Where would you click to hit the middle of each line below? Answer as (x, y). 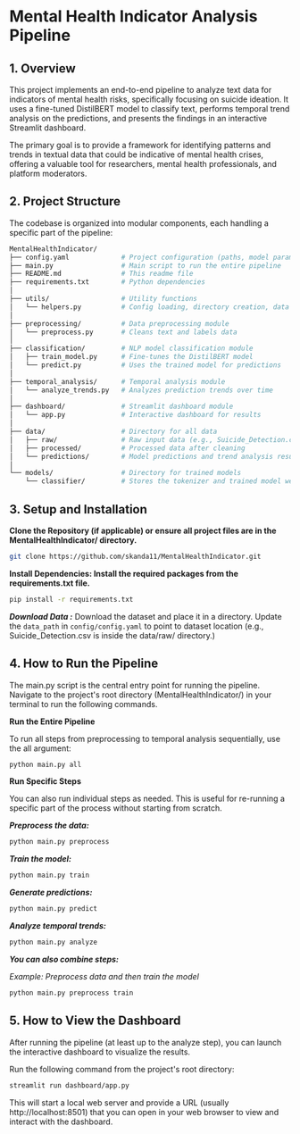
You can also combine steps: (64, 959)
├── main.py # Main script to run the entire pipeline (145, 265)
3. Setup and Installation (78, 509)
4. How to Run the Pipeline (84, 664)
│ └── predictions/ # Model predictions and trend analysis (142, 456)
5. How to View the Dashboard (95, 1021)
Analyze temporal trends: (58, 926)
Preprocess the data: (49, 825)
